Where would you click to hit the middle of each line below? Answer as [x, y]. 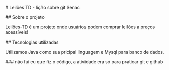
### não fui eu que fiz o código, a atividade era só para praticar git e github [84, 62]
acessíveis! [17, 32]
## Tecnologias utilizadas [32, 42]
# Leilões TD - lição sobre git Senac [43, 7]
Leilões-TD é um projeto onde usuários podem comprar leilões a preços [80, 27]
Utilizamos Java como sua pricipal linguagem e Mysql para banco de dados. [85, 52]
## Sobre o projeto [25, 17]
